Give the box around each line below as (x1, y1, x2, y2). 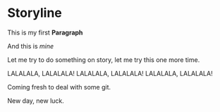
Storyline (7, 5, 62, 21)
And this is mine (7, 42, 54, 50)
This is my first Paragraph (7, 28, 83, 37)
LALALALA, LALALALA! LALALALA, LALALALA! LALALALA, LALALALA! (7, 69, 213, 77)
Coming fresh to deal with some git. (7, 82, 111, 91)
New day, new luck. (7, 97, 65, 105)
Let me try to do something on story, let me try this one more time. (7, 55, 200, 64)
